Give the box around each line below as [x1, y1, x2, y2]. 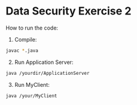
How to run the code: [5, 24, 59, 31]
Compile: [14, 36, 37, 43]
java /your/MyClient [5, 92, 58, 99]
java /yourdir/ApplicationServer [5, 70, 90, 76]
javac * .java [5, 47, 39, 54]
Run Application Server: [14, 59, 74, 66]
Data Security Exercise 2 [5, 4, 132, 18]
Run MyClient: [14, 81, 49, 88]
